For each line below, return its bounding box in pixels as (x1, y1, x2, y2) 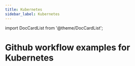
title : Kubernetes (5, 7, 42, 12)
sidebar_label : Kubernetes (5, 12, 60, 16)
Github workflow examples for (5, 42, 131, 53)
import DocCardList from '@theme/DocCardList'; (5, 25, 103, 31)
